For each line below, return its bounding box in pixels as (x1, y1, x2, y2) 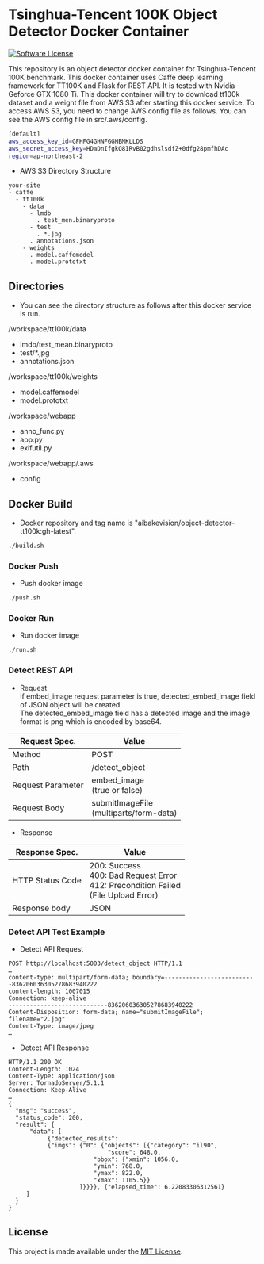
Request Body (12, 802, 65, 814)
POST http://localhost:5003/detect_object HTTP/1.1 (8, 959, 182, 967)
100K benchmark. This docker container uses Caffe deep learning (8, 72, 224, 82)
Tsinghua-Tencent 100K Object (8, 6, 218, 24)
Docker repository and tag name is (19, 518, 133, 528)
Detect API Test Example (8, 926, 105, 937)
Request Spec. (19, 735, 77, 746)
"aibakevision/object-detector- (134, 518, 235, 528)
